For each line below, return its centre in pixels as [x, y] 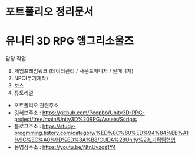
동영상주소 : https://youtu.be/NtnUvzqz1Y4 [65, 147]
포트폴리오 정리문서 [49, 12]
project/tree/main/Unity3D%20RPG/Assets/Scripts [75, 119]
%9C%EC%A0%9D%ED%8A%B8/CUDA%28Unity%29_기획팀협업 [95, 140]
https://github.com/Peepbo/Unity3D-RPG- [94, 113]
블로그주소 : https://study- [45, 126]
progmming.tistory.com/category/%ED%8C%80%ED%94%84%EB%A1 [101, 133]
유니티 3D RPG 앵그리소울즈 [70, 41]
